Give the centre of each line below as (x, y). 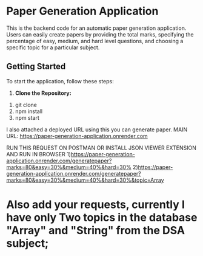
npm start (27, 117)
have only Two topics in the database (102, 217)
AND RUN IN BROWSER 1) (39, 154)
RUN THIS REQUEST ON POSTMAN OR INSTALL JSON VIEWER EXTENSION (101, 148)
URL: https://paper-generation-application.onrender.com (77, 136)
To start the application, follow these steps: (60, 81)
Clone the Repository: (43, 93)
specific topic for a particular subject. (53, 47)
